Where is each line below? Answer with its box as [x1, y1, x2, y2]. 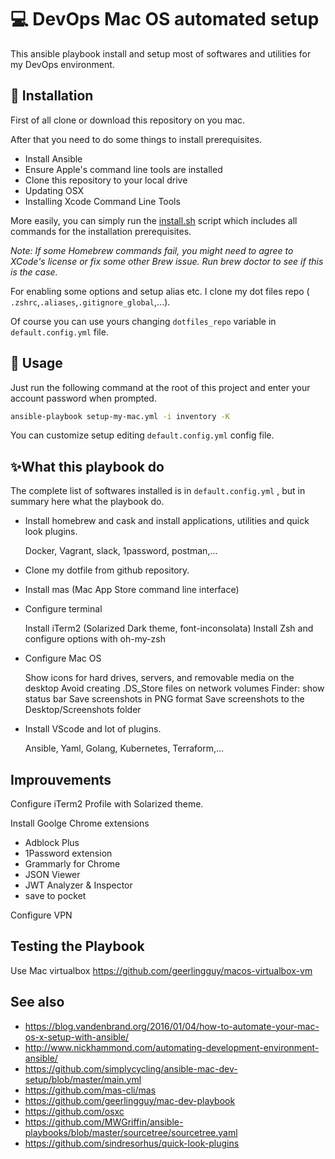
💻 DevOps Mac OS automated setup [10, 8, 320, 31]
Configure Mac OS [24, 652, 102, 665]
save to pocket [24, 890, 87, 902]
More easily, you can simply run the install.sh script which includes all [10, 214, 298, 226]
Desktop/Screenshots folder [24, 704, 142, 716]
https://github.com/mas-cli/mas [24, 1084, 157, 1096]
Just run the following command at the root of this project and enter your [10, 381, 311, 393]
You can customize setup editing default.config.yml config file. [10, 429, 275, 441]
